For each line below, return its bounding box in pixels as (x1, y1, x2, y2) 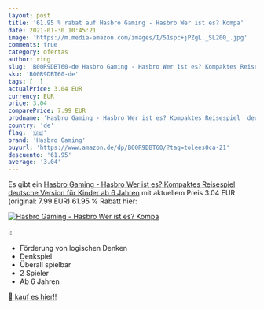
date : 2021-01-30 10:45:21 (8, 26, 97, 34)
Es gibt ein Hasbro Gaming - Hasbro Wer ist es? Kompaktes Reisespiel (8, 180, 236, 189)
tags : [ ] (8, 77, 44, 85)
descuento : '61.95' (8, 151, 72, 158)
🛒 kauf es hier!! (8, 292, 57, 302)
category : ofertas (8, 48, 68, 56)
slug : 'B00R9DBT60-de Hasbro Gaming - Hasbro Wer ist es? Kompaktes (8, 63, 237, 71)
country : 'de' (8, 121, 55, 129)
